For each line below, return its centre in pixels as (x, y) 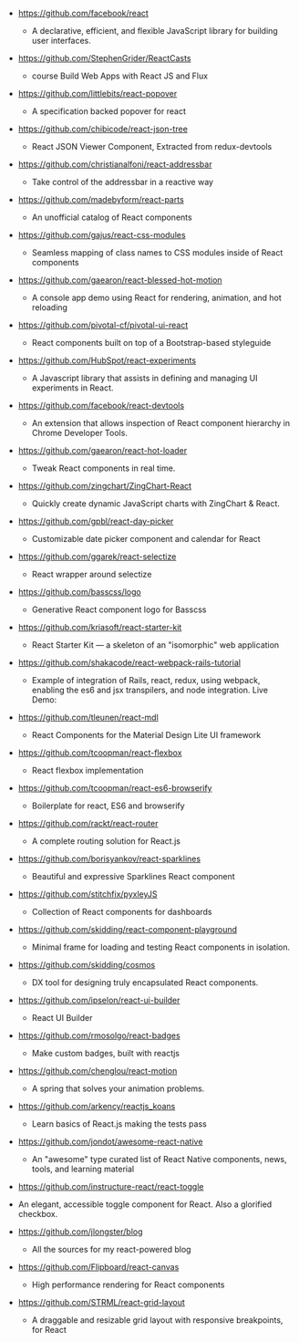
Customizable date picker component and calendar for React (146, 539)
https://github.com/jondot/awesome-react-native (110, 1141)
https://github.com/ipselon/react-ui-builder (99, 1000)
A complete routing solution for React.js (106, 841)
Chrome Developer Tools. (79, 433)
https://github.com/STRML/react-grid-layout (101, 1302)
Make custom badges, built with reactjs (106, 1053)
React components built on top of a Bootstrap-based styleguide (151, 343)
